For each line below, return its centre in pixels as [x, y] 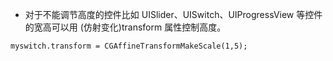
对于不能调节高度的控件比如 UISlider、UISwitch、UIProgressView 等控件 [173, 14]
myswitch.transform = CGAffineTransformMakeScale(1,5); [129, 46]
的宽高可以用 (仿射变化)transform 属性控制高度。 [125, 27]
